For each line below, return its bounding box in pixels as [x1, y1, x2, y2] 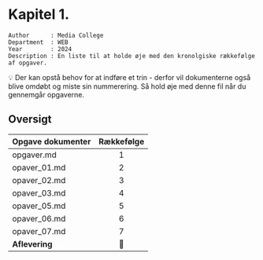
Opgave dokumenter [12, 136, 91, 147]
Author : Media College [8, 31, 104, 39]
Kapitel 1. [8, 5, 69, 24]
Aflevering [12, 238, 53, 249]
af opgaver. [8, 59, 47, 67]
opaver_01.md [12, 162, 66, 173]
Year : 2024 [8, 45, 72, 53]
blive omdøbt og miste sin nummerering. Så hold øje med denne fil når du [8, 81, 246, 91]
